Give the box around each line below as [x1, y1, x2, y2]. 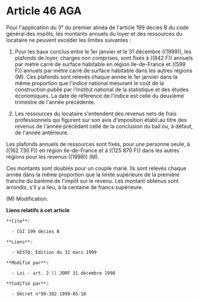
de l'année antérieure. [14, 129, 69, 136]
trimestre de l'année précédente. [14, 98, 96, 105]
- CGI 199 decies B [11, 228, 60, 234]
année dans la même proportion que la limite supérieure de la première [6, 171, 180, 178]
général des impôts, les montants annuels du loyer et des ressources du [6, 30, 183, 37]
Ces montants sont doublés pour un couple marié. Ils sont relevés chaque [6, 165, 187, 172]
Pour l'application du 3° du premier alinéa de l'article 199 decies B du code [6, 24, 189, 31]
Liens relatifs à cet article [6, 206, 70, 213]
